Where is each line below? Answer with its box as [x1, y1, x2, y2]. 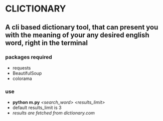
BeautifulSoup [12, 70, 42, 76]
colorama [12, 75, 33, 81]
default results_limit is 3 [12, 104, 62, 110]
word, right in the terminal [5, 38, 88, 47]
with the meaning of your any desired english [5, 30, 149, 39]
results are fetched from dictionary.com [12, 110, 95, 116]
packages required [5, 53, 52, 60]
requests [12, 64, 31, 70]
